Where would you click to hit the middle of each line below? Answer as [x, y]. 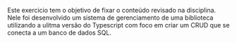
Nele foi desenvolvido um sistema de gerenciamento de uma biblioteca [110, 18]
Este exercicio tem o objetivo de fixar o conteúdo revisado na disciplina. [112, 10]
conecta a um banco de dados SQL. [59, 32]
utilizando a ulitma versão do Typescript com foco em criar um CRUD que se [119, 25]
